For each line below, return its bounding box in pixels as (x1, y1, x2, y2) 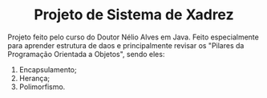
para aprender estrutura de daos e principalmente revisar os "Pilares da (7, 40, 245, 50)
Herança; (18, 73, 50, 83)
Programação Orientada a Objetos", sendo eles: (7, 49, 165, 59)
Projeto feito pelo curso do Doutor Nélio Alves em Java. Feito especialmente (7, 32, 260, 42)
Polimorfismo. (18, 82, 66, 92)
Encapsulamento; (18, 64, 77, 74)
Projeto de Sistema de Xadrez (34, 6, 234, 24)
